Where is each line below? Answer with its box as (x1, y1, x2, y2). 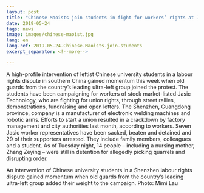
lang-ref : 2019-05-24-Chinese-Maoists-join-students (6, 43, 143, 49)
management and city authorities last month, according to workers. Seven (6, 122, 191, 130)
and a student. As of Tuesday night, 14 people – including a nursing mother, (6, 141, 195, 149)
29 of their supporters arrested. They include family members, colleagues (6, 135, 191, 142)
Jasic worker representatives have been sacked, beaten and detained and (6, 128, 192, 136)
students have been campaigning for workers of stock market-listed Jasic (6, 89, 191, 97)
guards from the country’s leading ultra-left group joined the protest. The (6, 83, 189, 91)
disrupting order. (6, 155, 48, 162)
